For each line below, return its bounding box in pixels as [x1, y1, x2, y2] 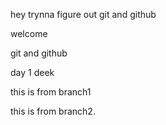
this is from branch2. [10, 105, 96, 117]
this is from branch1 [10, 86, 92, 98]
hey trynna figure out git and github [10, 9, 157, 20]
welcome [10, 28, 48, 39]
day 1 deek [10, 67, 55, 78]
